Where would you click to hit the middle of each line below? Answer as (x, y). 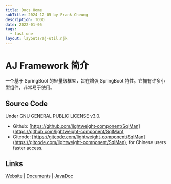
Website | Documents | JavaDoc (39, 176)
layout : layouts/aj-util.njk (36, 39)
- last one (22, 34)
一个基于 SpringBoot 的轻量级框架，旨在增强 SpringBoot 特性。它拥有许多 (83, 80)
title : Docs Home (24, 10)
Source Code (26, 104)
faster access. (28, 148)
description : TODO (25, 19)
